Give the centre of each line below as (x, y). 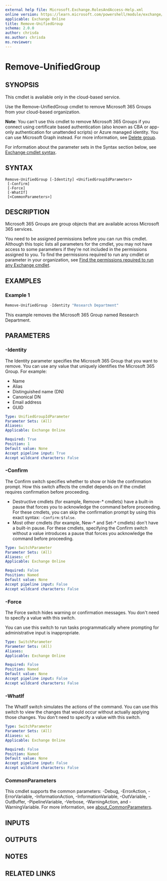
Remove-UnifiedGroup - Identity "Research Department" (62, 306)
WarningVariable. (23, 807)
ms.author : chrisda (25, 38)
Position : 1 (17, 444)
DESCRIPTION (27, 212)
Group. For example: (26, 371)
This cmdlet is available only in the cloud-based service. (63, 97)
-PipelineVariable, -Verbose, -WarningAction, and (78, 802)
